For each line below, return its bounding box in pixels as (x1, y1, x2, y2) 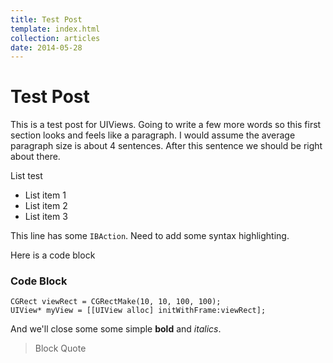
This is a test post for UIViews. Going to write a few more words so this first (10, 119, 322, 131)
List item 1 (24, 189, 67, 201)
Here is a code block (10, 249, 96, 261)
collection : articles (10, 33, 101, 43)
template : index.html (10, 24, 101, 34)
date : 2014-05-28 (10, 42, 83, 53)
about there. (10, 151, 61, 163)
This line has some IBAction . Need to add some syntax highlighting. (10, 230, 290, 242)
